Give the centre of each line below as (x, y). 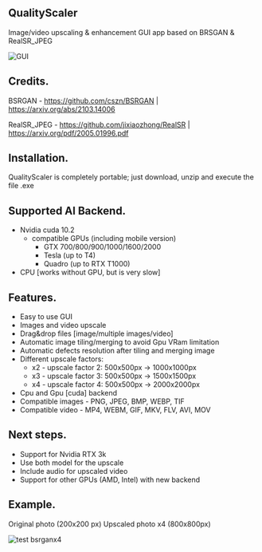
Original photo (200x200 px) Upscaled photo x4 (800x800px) (109, 524)
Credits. (29, 82)
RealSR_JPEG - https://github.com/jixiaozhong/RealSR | (99, 124)
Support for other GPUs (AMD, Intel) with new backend (110, 479)
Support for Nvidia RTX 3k (63, 454)
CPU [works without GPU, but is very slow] (90, 272)
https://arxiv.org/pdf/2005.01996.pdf (68, 133)
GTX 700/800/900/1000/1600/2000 (102, 247)
